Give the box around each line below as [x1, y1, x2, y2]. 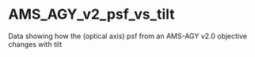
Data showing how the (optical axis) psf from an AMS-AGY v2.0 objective [8, 31, 248, 41]
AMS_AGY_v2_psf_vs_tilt [8, 5, 175, 23]
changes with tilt [8, 39, 63, 48]
